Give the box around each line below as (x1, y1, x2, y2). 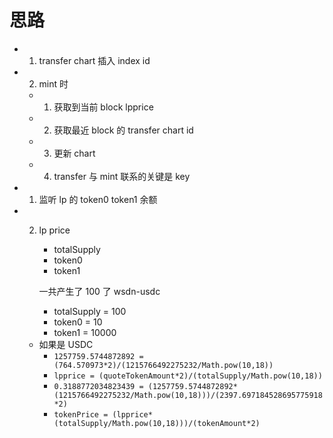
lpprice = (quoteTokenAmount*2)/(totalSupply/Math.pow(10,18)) (53, 371, 323, 381)
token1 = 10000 (53, 326, 117, 338)
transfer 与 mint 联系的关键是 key (53, 170, 191, 182)
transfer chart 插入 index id (38, 54, 151, 66)
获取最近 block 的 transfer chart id (53, 124, 194, 136)
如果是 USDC (38, 338, 94, 350)
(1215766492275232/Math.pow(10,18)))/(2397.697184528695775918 (53, 390, 323, 400)
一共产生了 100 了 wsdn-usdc (38, 285, 161, 297)
